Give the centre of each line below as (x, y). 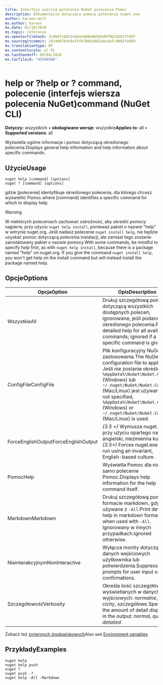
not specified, (118, 397)
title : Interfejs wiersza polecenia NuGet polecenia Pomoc (66, 9)
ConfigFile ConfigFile (31, 385)
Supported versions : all (29, 133)
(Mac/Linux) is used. (126, 419)
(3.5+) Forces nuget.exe (130, 444)
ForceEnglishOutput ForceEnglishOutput (53, 441)
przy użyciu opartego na (130, 432)
